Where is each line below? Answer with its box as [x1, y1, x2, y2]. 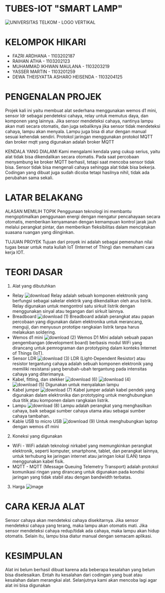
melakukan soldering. [12, 329, 56, 335]
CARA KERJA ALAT [5, 501, 85, 512]
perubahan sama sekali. [5, 175, 54, 181]
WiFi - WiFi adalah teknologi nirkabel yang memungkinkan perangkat [12, 443, 153, 448]
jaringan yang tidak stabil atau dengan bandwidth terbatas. [12, 474, 132, 480]
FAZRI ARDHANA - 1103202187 [12, 53, 75, 59]
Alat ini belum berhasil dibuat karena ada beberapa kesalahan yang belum [5, 566, 155, 572]
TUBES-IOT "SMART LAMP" [5, 3, 123, 14]
